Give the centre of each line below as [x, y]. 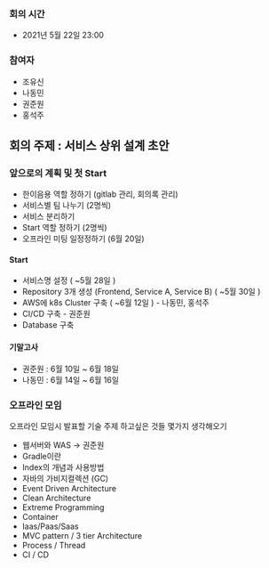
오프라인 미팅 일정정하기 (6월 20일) [83, 239]
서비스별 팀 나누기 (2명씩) [67, 206]
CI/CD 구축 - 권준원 [56, 314]
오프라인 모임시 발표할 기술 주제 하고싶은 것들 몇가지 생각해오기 [119, 426]
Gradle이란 [42, 456]
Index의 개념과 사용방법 [63, 467]
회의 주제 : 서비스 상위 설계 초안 [90, 146]
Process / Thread [54, 545]
